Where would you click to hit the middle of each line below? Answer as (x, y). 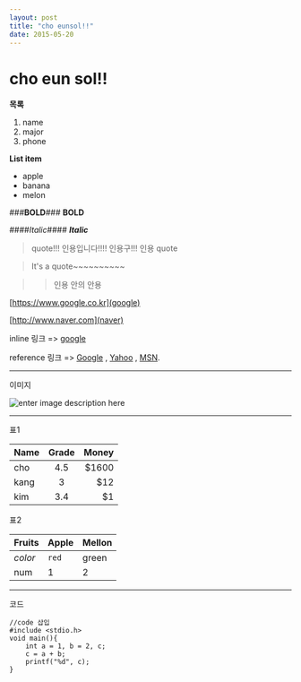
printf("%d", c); (58, 662)
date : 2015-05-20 (42, 34)
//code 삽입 (30, 623)
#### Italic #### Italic (49, 230)
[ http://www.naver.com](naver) (66, 320)
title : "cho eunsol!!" (52, 26)
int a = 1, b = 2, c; (65, 646)
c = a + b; (46, 654)
